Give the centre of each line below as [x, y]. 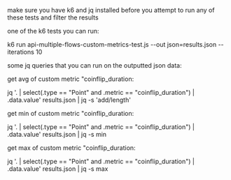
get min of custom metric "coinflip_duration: [71, 113]
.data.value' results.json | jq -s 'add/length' [69, 100]
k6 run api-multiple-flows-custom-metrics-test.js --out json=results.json [112, 44]
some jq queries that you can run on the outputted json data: [94, 65]
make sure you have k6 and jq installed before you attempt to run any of [111, 10]
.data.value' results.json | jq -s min [57, 134]
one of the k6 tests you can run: [53, 31]
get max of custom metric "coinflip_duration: [71, 148]
